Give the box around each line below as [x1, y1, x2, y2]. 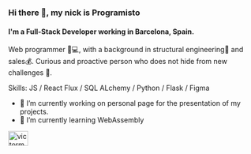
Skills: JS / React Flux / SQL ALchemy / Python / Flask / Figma [8, 83, 210, 93]
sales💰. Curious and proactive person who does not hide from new [8, 57, 227, 66]
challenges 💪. [8, 68, 53, 77]
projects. [19, 107, 49, 117]
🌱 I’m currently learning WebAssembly [19, 115, 144, 125]
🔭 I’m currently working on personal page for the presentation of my [19, 99, 241, 108]
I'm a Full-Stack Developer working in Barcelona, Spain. [8, 27, 195, 36]
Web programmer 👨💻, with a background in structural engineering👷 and [8, 45, 244, 54]
